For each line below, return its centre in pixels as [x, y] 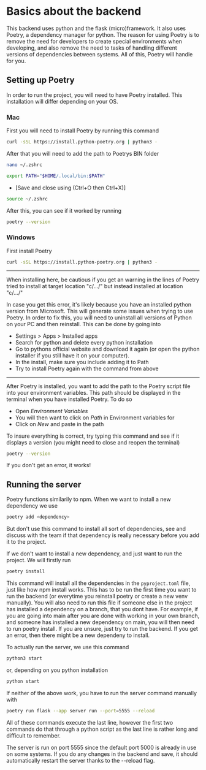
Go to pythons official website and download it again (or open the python [107, 349]
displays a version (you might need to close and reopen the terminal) [93, 442]
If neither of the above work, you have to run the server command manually [102, 693]
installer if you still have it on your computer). [72, 355]
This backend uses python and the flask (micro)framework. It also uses [96, 28]
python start [23, 681]
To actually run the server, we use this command [68, 647]
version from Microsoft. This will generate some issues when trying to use [100, 311]
